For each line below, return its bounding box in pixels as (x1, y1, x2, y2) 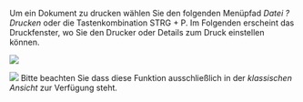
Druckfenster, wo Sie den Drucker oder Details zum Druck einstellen (9, 27, 265, 37)
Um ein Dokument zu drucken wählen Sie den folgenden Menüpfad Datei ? (9, 8, 290, 18)
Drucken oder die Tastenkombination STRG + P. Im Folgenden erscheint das (9, 17, 295, 28)
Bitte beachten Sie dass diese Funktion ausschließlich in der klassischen (20, 73, 293, 83)
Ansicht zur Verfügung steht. (9, 82, 118, 93)
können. (9, 36, 40, 47)
